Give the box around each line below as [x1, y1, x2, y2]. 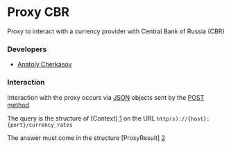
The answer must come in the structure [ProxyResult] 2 [7, 133, 165, 142]
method [7, 100, 30, 109]
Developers [7, 44, 47, 54]
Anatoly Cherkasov [17, 60, 72, 69]
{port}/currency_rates [7, 121, 73, 128]
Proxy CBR [7, 4, 69, 20]
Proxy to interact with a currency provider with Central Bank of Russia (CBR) [7, 27, 225, 35]
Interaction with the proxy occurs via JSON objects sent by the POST [7, 93, 205, 101]
